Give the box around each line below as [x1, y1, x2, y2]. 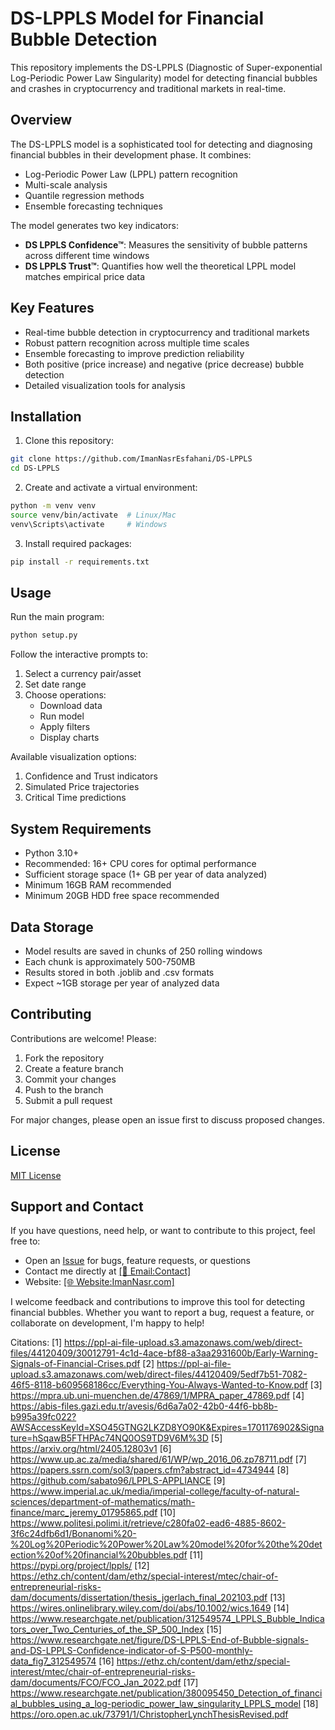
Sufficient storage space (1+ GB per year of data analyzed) [24, 868, 268, 881]
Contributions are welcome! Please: [10, 1032, 157, 1044]
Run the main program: [10, 611, 105, 623]
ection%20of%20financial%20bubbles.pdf [10, 1549, 188, 1561]
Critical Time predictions [24, 792, 127, 804]
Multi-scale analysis [24, 178, 108, 191]
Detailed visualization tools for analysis [24, 379, 186, 391]
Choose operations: [24, 689, 107, 701]
